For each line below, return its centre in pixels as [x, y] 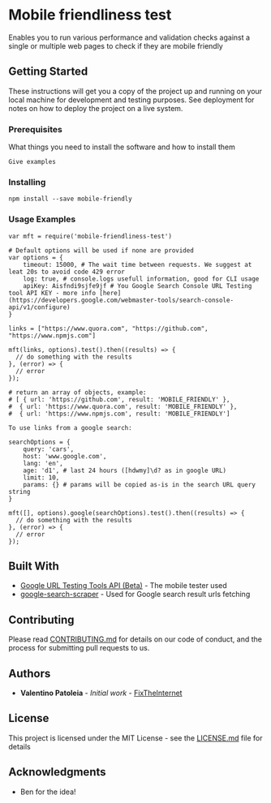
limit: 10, [41, 477]
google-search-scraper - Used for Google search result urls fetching [135, 595]
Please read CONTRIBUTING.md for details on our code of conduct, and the [135, 639]
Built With [34, 567]
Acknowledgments [58, 772]
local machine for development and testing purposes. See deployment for [131, 100]
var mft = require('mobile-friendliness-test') [90, 236]
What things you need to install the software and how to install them [122, 147]
